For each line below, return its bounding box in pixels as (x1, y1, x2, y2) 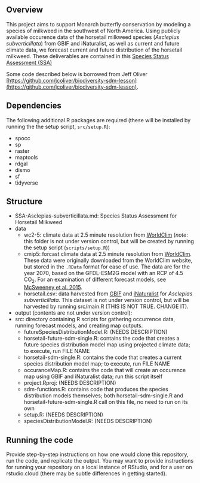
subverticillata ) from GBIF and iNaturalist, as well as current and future (6, 40, 180, 47)
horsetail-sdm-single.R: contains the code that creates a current (23, 354, 182, 361)
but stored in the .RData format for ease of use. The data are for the (23, 263, 190, 270)
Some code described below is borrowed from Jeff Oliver (6, 70, 148, 77)
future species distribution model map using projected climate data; (23, 341, 190, 348)
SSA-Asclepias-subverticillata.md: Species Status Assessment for (14, 212, 177, 219)
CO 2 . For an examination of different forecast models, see (23, 276, 166, 285)
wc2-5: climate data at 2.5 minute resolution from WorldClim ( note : (23, 231, 188, 239)
